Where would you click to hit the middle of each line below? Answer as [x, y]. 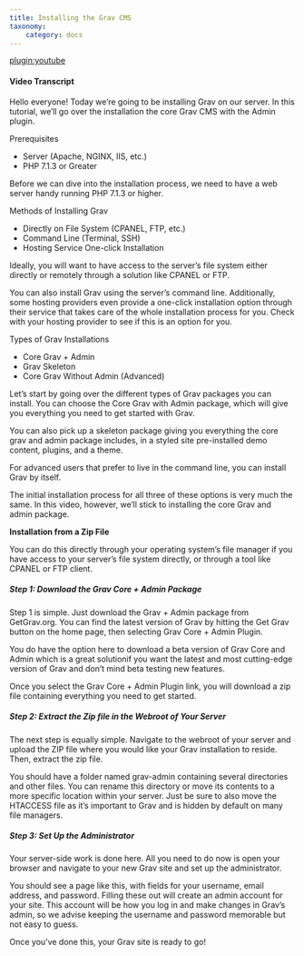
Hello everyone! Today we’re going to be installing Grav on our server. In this [152, 102]
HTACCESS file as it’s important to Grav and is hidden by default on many [146, 805]
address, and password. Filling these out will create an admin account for [146, 895]
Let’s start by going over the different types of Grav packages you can [141, 393]
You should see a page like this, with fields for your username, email [137, 886]
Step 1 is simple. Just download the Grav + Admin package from [129, 612]
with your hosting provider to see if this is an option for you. [121, 321]
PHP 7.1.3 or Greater [60, 165]
